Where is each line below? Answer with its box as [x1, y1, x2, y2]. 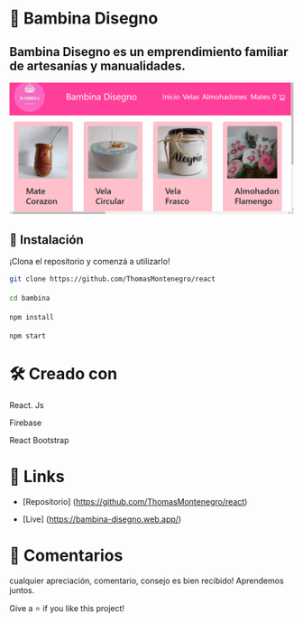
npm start [9, 331, 47, 341]
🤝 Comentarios [9, 545, 124, 566]
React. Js [9, 400, 44, 411]
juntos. [9, 585, 35, 596]
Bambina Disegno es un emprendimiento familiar [9, 44, 289, 60]
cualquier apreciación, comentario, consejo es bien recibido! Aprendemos [9, 575, 284, 586]
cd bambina [9, 293, 50, 302]
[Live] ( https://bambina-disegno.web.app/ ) [22, 514, 182, 525]
